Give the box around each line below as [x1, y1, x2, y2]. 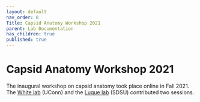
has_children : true [6, 31, 55, 37]
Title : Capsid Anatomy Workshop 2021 [6, 20, 101, 26]
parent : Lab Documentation [6, 25, 74, 32]
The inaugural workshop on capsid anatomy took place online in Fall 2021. [6, 82, 190, 89]
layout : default [6, 8, 47, 15]
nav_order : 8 [6, 14, 39, 20]
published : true [6, 37, 47, 43]
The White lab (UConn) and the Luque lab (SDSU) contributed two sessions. [6, 88, 195, 96]
